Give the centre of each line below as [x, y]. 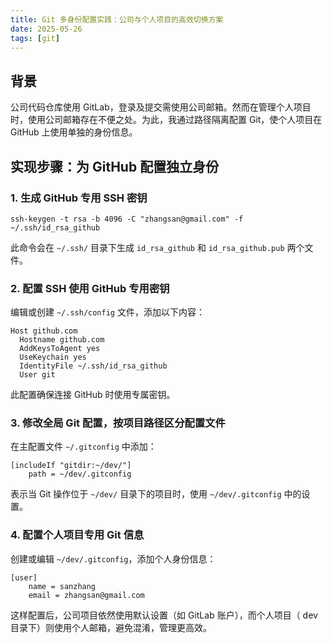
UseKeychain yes [53, 357]
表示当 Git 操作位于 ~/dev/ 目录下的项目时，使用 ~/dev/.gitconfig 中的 [156, 494]
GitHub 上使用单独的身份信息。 [74, 132]
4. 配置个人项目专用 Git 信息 [77, 535]
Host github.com [44, 331]
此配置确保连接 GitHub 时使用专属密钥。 [93, 395]
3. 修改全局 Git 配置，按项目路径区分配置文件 [118, 423]
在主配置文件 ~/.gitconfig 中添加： [83, 447]
